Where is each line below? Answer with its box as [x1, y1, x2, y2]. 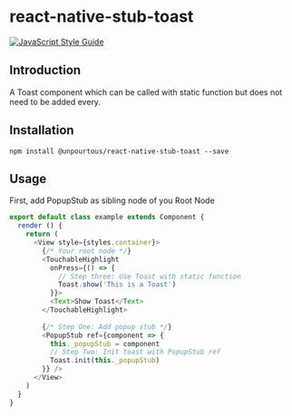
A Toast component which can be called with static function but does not [9, 86, 283, 97]
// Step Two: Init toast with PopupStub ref [49, 347, 221, 357]
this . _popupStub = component [49, 339, 161, 348]
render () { [17, 221, 63, 230]
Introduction [9, 63, 82, 78]
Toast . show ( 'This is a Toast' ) [57, 280, 177, 289]
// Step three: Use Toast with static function [57, 272, 242, 281]
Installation [9, 122, 74, 138]
